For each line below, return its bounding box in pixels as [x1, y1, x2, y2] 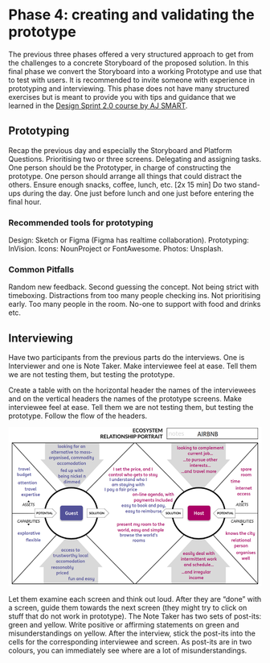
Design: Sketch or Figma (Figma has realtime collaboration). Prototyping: [8, 235, 249, 245]
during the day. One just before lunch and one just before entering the [22, 188, 255, 198]
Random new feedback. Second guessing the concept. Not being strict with [8, 282, 260, 292]
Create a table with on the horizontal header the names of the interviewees [8, 385, 256, 396]
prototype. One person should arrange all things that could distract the [8, 171, 243, 180]
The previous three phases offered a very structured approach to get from [8, 49, 255, 59]
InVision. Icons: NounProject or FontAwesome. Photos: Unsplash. [8, 244, 223, 254]
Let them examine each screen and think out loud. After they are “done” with [8, 595, 262, 604]
